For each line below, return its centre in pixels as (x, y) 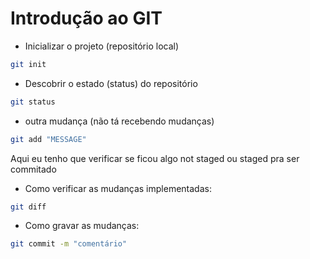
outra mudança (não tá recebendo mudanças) (119, 121)
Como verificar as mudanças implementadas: (118, 188)
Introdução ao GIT (86, 18)
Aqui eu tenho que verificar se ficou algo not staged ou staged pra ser (155, 158)
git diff (28, 207)
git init (28, 64)
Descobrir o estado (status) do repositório (111, 83)
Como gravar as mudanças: (82, 226)
